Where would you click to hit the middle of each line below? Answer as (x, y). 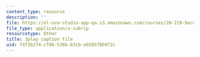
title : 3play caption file (40, 39)
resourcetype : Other (32, 34)
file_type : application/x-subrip (48, 28)
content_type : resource (36, 12)
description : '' (26, 17)
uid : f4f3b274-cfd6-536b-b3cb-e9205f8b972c (61, 45)
